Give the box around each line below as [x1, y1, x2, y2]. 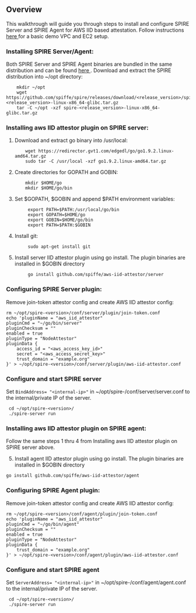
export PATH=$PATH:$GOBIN [27, 222, 91, 228]
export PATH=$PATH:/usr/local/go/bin [27, 207, 120, 213]
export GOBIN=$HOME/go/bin [27, 217, 93, 223]
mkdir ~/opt [16, 84, 45, 90]
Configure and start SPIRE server [6, 374, 102, 383]
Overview [6, 5, 43, 15]
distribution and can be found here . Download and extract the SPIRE [6, 67, 171, 74]
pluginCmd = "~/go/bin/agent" [6, 521, 80, 527]
